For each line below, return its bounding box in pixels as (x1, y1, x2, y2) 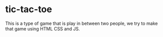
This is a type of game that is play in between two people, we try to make (5, 20, 158, 26)
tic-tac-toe (5, 4, 52, 15)
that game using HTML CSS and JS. (5, 25, 80, 31)
